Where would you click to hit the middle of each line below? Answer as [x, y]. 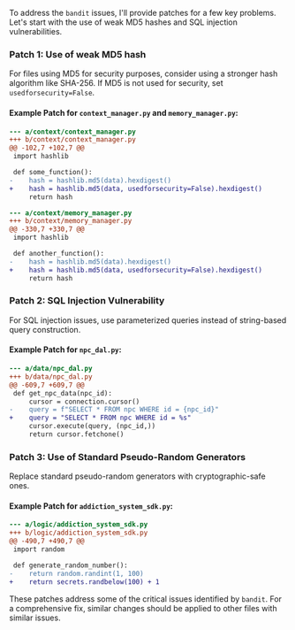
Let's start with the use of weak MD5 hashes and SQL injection [124, 22]
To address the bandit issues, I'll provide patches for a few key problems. [143, 13]
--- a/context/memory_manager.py [71, 213]
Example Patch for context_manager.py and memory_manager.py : [124, 112]
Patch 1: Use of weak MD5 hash [78, 54]
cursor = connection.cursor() [84, 402]
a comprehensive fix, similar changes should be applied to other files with [143, 608]
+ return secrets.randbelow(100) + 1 [85, 582]
